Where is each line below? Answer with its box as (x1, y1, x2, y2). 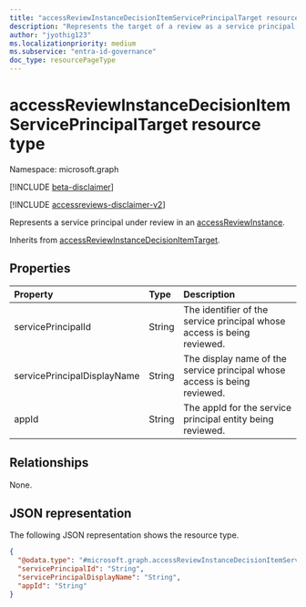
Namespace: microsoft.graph (9, 163, 119, 174)
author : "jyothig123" (9, 30, 92, 39)
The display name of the (183, 352, 287, 365)
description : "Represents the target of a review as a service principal (9, 22, 296, 31)
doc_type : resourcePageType (9, 56, 117, 65)
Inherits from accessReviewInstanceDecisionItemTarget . (9, 234, 220, 245)
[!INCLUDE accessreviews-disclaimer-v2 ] (9, 199, 166, 210)
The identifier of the (183, 303, 269, 315)
